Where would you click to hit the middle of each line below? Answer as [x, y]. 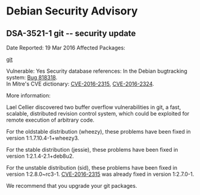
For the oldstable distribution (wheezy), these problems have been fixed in [98, 132]
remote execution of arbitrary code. [50, 120]
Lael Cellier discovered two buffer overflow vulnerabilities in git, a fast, [94, 107]
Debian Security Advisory [72, 11]
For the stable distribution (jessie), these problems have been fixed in [92, 150]
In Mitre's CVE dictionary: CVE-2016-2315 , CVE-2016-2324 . [80, 84]
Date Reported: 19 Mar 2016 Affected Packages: [66, 48]
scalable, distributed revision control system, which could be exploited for [98, 113]
